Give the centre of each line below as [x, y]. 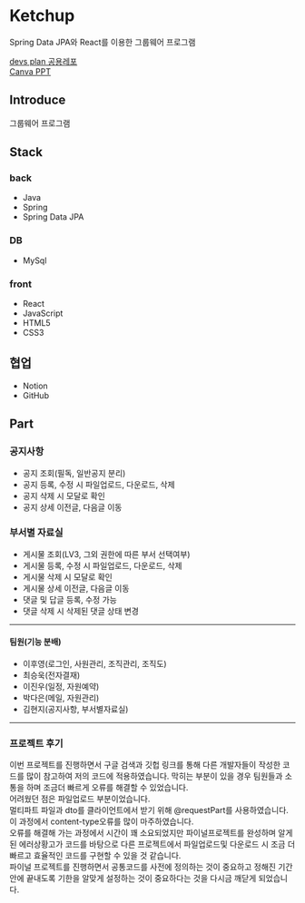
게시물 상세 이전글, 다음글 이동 [76, 588]
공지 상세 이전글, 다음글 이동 [72, 507]
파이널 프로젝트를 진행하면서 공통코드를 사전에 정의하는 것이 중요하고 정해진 [143, 867]
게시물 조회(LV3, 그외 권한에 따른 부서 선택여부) [106, 554]
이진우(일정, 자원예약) [61, 687]
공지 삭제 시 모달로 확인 [64, 496]
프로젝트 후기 [36, 743]
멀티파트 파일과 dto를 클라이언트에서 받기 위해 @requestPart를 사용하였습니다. [149, 810]
